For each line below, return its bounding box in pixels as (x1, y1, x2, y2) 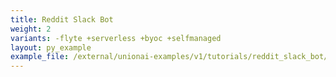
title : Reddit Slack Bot (10, 14, 114, 25)
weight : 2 (10, 24, 52, 34)
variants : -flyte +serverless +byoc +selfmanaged (10, 33, 222, 43)
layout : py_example (10, 42, 92, 53)
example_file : (10, 52, 70, 62)
